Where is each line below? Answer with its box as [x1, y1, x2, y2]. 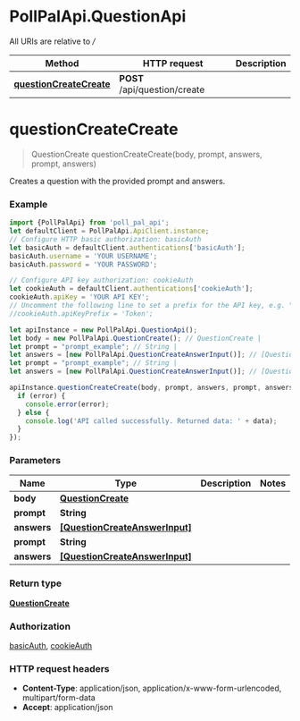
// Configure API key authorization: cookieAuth [9, 276, 194, 285]
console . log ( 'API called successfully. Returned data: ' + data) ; [25, 416, 278, 426]
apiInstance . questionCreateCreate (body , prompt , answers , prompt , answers [9, 383, 294, 393]
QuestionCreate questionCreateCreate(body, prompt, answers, [30, 148, 262, 159]
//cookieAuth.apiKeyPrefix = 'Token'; [9, 309, 154, 318]
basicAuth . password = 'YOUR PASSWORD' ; [9, 259, 158, 269]
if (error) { [17, 391, 66, 400]
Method [45, 56, 79, 69]
